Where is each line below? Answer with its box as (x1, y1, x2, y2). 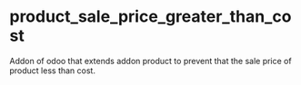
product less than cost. (9, 65, 95, 76)
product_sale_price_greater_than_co (9, 6, 292, 27)
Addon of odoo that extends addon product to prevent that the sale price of (9, 55, 293, 66)
